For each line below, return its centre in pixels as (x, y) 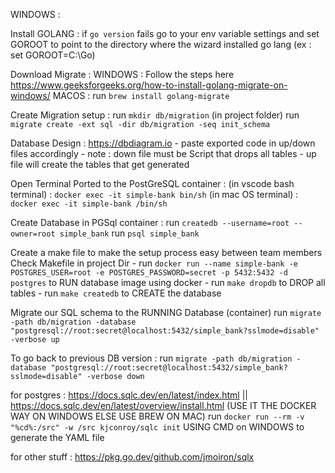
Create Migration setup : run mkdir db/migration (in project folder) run (155, 115)
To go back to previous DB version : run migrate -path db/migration (151, 358)
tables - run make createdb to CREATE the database (116, 293)
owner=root (33, 234)
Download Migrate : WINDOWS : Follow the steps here (122, 74)
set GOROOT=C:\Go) (53, 55)
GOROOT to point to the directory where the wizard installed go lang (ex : (161, 44)
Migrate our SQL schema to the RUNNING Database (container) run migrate (166, 312)
